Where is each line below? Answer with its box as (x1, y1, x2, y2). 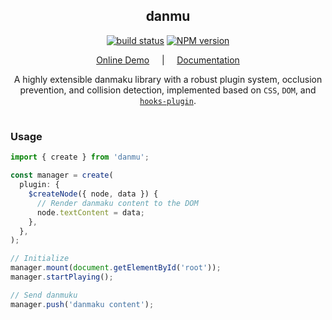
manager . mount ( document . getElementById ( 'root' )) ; (10, 263, 222, 273)
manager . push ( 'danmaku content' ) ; (10, 299, 155, 309)
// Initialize (10, 254, 70, 264)
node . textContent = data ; (36, 207, 145, 218)
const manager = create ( (10, 170, 114, 181)
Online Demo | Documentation (96, 54, 240, 66)
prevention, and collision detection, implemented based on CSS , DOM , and (19, 84, 317, 96)
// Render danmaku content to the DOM (36, 198, 199, 208)
